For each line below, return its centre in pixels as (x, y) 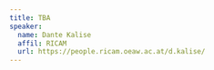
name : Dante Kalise (55, 35)
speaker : (26, 26)
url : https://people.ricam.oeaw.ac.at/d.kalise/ (112, 52)
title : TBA (30, 18)
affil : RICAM (42, 43)
